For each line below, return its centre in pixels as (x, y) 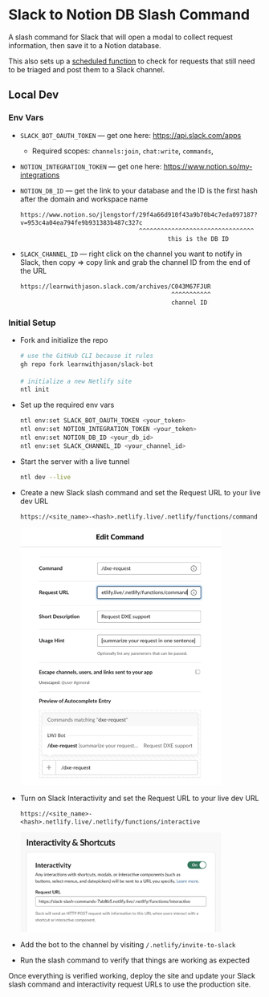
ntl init (35, 390)
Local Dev (34, 95)
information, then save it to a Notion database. (85, 45)
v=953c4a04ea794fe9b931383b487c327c (81, 222)
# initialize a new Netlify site (76, 381)
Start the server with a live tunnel (75, 461)
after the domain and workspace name (84, 199)
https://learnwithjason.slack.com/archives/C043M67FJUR (115, 287)
